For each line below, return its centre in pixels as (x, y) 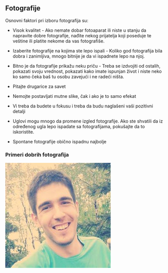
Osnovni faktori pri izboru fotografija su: (47, 20)
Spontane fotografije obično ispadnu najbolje (59, 141)
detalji (19, 111)
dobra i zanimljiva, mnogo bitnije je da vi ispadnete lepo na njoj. (79, 56)
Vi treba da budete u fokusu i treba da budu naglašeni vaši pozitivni (83, 106)
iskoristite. (23, 132)
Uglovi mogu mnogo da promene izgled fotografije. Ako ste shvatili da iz (88, 121)
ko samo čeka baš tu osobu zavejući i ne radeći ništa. (68, 76)
